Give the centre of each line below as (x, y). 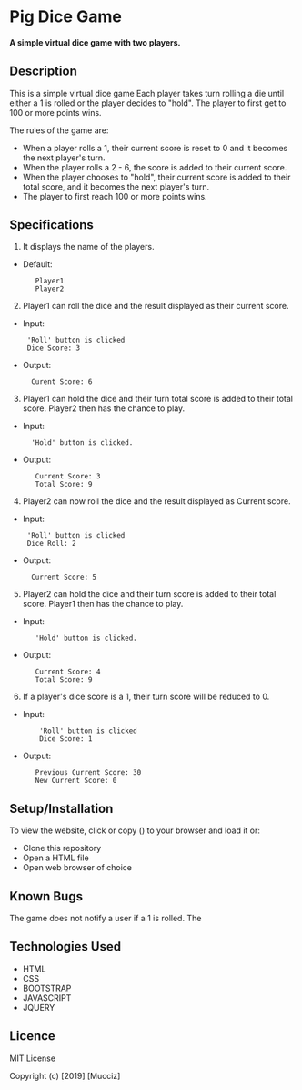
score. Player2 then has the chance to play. (104, 408)
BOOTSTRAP (47, 988)
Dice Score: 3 (54, 348)
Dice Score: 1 (66, 739)
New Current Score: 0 (76, 781)
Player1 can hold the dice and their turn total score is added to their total (158, 399)
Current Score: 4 (68, 672)
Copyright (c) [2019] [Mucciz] (65, 1075)
